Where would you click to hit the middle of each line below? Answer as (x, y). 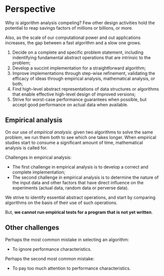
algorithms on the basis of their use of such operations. (61, 203)
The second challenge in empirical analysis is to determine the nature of (85, 177)
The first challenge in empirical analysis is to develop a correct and (80, 167)
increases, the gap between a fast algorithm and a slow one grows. (73, 42)
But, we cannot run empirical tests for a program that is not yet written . (79, 212)
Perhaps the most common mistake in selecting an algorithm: (67, 240)
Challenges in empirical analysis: (38, 157)
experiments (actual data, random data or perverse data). (70, 188)
